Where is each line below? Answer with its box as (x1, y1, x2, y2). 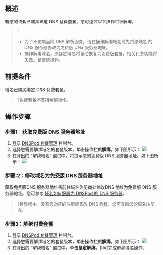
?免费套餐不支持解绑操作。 (17, 97, 71, 103)
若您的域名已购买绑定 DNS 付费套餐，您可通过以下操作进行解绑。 (5, 19, 137, 24)
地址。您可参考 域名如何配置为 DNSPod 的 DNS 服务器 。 (13, 190, 127, 196)
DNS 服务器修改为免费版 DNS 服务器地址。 (24, 45, 111, 50)
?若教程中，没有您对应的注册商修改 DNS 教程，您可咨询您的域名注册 (17, 201, 155, 207)
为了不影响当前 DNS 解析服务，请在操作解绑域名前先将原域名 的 (24, 38, 153, 44)
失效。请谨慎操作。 (24, 57, 63, 63)
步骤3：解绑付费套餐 (5, 220, 54, 227)
